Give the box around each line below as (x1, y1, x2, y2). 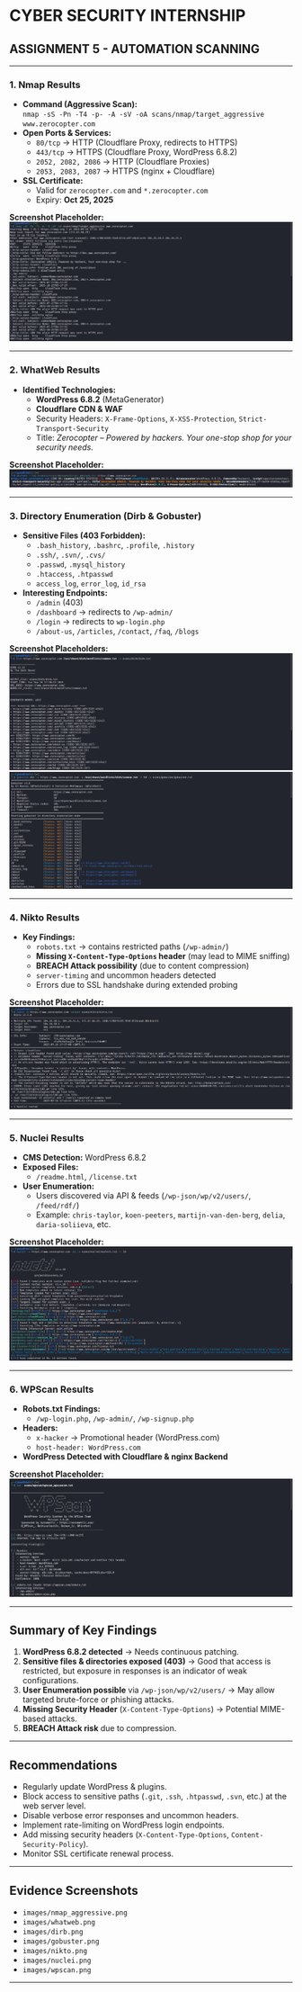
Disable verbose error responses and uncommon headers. (22, 1810, 239, 1821)
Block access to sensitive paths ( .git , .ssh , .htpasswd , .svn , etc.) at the (22, 1791, 288, 1802)
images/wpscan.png (22, 1966, 92, 1975)
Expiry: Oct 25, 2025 (35, 194, 114, 205)
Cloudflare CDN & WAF (35, 403, 123, 414)
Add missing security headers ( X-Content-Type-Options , (22, 1829, 229, 1840)
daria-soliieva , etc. (35, 1219, 111, 1230)
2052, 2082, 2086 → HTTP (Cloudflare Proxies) (35, 157, 210, 167)
